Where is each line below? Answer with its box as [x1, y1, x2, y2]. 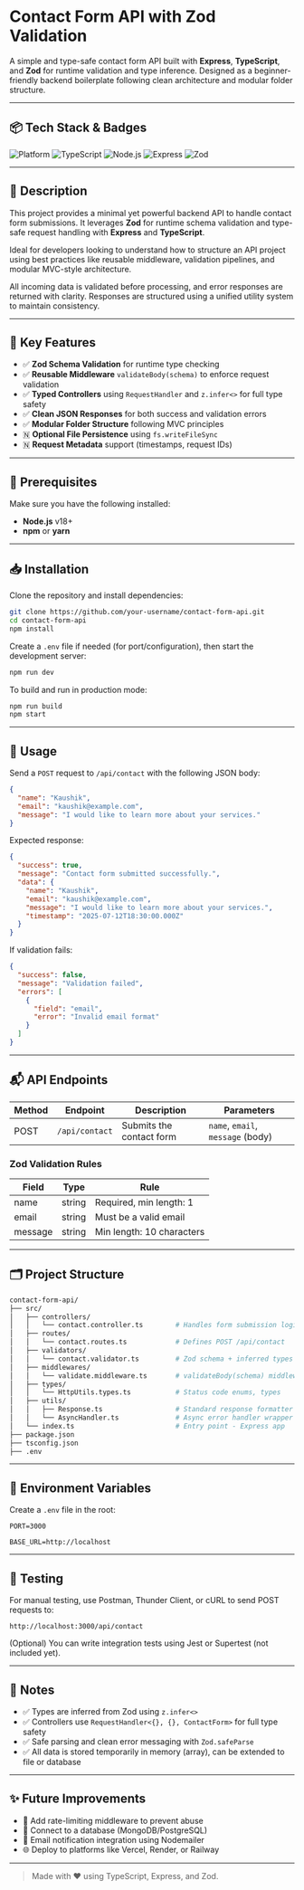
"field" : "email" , [33, 1004, 103, 1013]
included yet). [9, 1648, 62, 1658]
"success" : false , [17, 971, 88, 980]
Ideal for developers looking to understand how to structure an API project [9, 244, 287, 255]
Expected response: [9, 835, 84, 846]
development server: [9, 650, 87, 661]
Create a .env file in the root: [9, 1505, 116, 1515]
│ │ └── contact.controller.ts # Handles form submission [9, 1321, 278, 1330]
